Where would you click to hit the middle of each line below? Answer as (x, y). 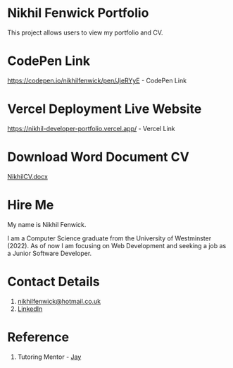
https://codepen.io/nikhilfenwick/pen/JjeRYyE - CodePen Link (97, 80)
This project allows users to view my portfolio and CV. (85, 32)
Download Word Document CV (99, 157)
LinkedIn (30, 309)
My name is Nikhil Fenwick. (47, 224)
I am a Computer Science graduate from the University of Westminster (109, 238)
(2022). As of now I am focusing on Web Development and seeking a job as (117, 245)
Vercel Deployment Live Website (105, 109)
